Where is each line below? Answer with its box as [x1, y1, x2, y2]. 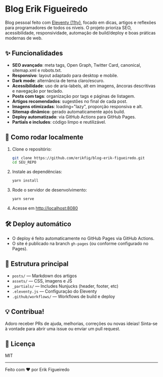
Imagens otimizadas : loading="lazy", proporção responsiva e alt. [12, 103, 143, 109]
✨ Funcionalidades [5, 49, 63, 57]
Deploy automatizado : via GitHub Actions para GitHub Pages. [12, 113, 136, 120]
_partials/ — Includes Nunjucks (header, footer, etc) [12, 283, 119, 289]
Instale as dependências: [12, 169, 62, 175]
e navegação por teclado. [12, 88, 64, 94]
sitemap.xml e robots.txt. [12, 67, 62, 73]
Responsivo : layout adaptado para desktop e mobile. [12, 72, 118, 78]
